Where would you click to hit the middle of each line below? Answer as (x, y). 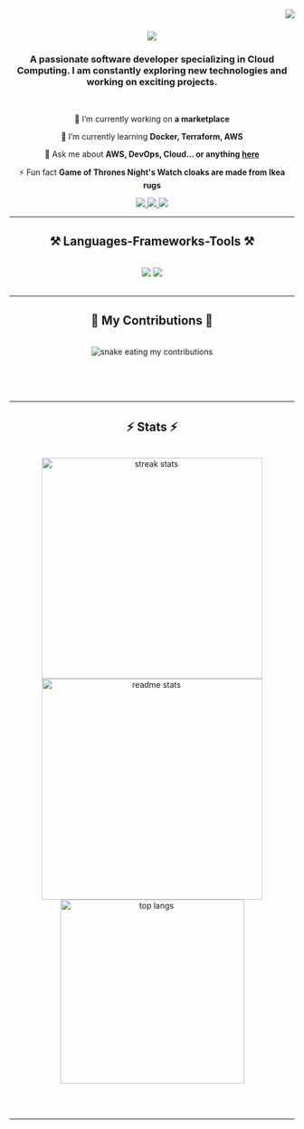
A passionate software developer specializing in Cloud (152, 60)
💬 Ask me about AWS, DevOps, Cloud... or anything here (152, 154)
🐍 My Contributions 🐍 (152, 320)
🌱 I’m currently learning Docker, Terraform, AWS (152, 137)
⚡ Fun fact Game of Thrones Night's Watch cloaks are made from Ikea (152, 172)
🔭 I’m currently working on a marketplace (152, 119)
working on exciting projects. (152, 82)
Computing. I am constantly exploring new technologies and (152, 71)
